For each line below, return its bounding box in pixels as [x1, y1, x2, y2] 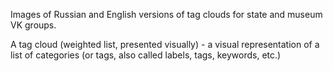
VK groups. [10, 19, 57, 31]
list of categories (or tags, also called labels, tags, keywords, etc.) [10, 49, 282, 61]
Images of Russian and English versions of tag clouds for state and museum [10, 9, 323, 20]
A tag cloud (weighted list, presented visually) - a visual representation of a [10, 39, 320, 50]
